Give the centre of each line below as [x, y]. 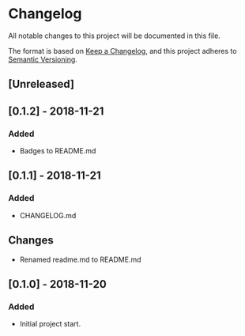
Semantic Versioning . [43, 59]
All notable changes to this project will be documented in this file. [115, 36]
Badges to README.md [58, 151]
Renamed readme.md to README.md [80, 259]
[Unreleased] [41, 84]
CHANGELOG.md [48, 215]
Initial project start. [50, 324]
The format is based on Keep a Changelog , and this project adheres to [122, 51]
